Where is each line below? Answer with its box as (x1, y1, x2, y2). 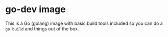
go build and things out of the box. (5, 25, 79, 31)
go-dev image (5, 4, 66, 15)
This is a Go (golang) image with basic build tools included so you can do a (5, 20, 163, 26)
